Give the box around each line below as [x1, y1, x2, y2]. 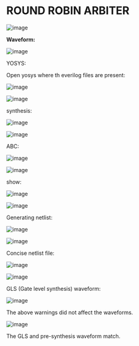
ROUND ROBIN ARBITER [6, 4, 130, 18]
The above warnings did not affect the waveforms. [6, 309, 134, 316]
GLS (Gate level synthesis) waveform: [6, 285, 101, 292]
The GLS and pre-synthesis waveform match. [6, 332, 121, 340]
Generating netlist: [6, 214, 53, 221]
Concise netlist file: [6, 249, 55, 257]
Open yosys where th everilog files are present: [6, 71, 126, 78]
